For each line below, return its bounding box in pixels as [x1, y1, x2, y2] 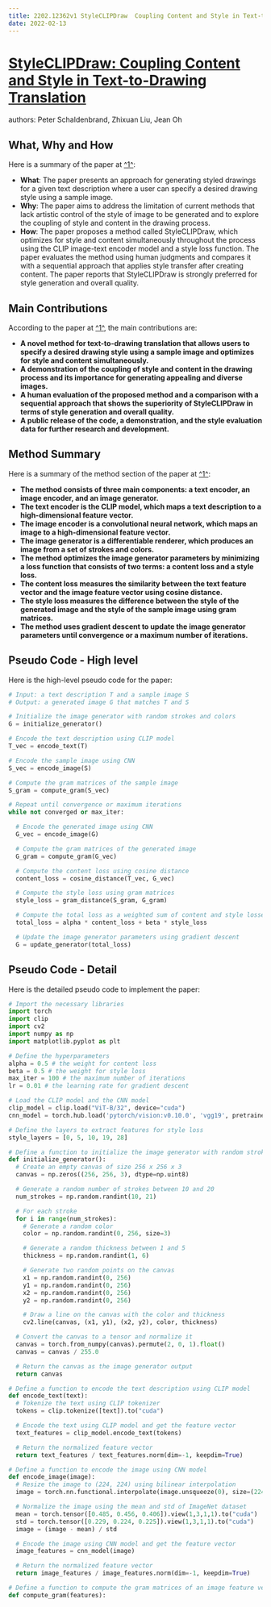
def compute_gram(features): [8, 1591, 106, 1599]
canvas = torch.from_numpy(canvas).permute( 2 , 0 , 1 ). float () [15, 1340, 226, 1348]
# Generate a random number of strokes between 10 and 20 [15, 1185, 215, 1193]
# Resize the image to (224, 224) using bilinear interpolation [15, 1480, 236, 1488]
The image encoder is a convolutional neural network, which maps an [19, 518, 258, 528]
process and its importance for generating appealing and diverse [19, 373, 244, 383]
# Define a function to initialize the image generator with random [8, 1148, 244, 1156]
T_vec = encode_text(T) [8, 743, 89, 751]
